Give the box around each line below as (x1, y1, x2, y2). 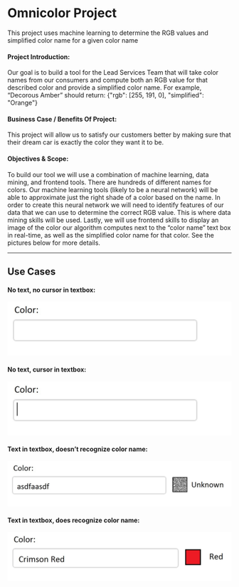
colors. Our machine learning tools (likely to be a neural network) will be (7, 185, 218, 194)
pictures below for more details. (7, 238, 101, 247)
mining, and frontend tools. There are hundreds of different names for (7, 178, 212, 186)
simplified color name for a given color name (7, 36, 139, 44)
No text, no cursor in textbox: (7, 285, 96, 294)
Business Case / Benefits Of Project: (7, 115, 117, 123)
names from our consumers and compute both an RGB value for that (7, 76, 208, 85)
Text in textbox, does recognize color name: (7, 516, 140, 524)
